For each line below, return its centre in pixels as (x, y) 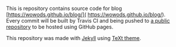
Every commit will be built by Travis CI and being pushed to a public (88, 21)
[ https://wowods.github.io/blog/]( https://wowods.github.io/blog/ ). (86, 15)
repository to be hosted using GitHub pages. (60, 27)
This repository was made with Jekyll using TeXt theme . (74, 38)
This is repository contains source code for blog (64, 8)
